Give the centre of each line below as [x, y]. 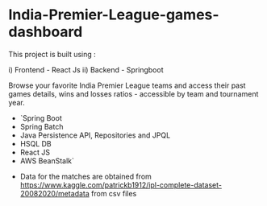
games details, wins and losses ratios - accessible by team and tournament [133, 93]
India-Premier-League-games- [114, 15]
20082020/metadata [55, 193]
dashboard [46, 32]
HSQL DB [36, 143]
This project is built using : [52, 54]
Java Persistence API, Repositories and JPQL [95, 135]
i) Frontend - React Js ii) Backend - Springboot [86, 69]
